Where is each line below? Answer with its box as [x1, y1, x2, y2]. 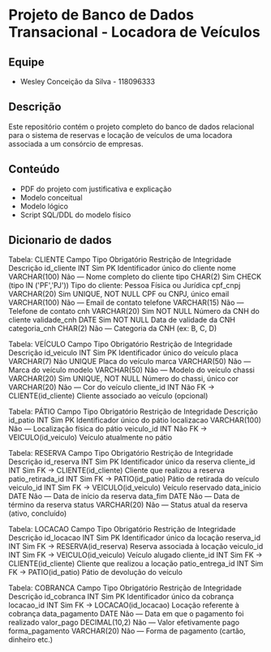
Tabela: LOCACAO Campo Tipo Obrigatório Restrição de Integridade [8, 525, 236, 534]
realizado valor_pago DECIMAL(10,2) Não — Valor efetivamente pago [8, 618, 240, 628]
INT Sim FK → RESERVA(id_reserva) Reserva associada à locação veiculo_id [8, 542, 264, 551]
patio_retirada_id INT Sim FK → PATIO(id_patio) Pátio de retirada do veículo [8, 474, 260, 484]
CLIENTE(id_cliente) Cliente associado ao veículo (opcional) [8, 391, 209, 401]
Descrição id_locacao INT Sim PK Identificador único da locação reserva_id [8, 533, 261, 543]
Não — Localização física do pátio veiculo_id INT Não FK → [8, 424, 208, 434]
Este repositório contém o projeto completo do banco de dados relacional [8, 122, 255, 131]
